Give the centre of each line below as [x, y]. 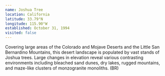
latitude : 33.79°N [24, 19]
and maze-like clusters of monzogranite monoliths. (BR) [62, 68]
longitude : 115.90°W [27, 24]
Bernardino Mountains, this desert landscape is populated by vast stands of [82, 52]
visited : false [21, 33]
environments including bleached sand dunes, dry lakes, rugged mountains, [82, 63]
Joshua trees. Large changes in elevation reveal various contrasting [74, 57]
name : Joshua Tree [24, 10]
